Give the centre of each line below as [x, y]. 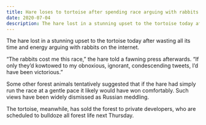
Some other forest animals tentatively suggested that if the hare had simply [101, 84]
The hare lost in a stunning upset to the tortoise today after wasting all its [98, 41]
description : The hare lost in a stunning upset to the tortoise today [100, 23]
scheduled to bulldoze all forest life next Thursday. [70, 116]
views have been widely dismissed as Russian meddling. [78, 97]
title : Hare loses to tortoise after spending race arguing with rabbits [103, 12]
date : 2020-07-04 [29, 18]
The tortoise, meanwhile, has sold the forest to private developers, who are [101, 109]
